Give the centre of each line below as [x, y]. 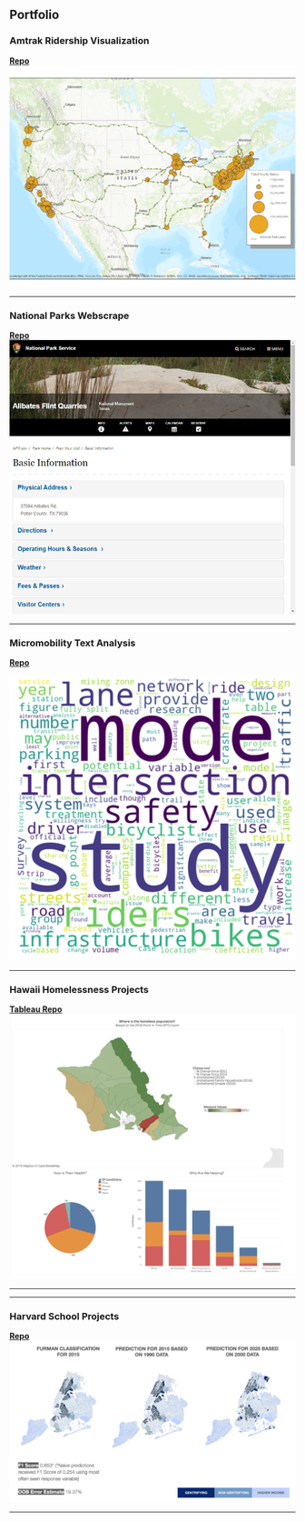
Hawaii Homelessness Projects [79, 989]
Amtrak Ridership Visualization [79, 41]
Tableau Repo [36, 1009]
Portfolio [34, 15]
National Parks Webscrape [69, 315]
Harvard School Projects [64, 1316]
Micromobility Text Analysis [73, 643]
